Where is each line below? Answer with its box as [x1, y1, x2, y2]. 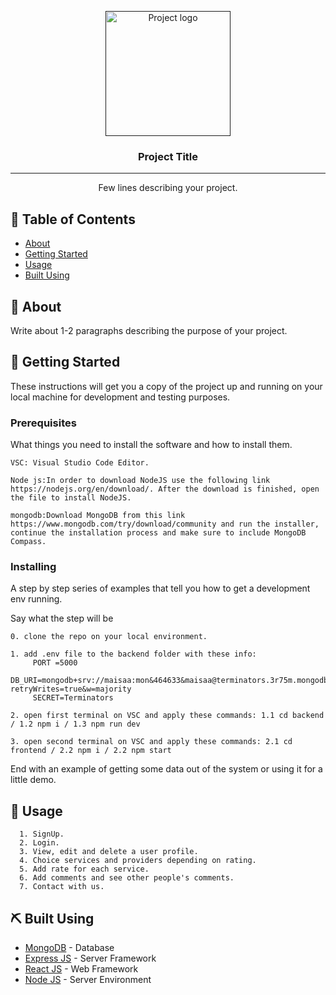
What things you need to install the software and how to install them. [10, 439, 293, 451]
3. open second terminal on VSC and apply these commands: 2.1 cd [10, 737, 293, 747]
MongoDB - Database [24, 941, 115, 953]
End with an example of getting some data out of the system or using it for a [10, 763, 323, 775]
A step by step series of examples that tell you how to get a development [10, 582, 311, 595]
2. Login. [19, 838, 60, 848]
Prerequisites [10, 416, 77, 430]
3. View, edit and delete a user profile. [19, 847, 199, 857]
